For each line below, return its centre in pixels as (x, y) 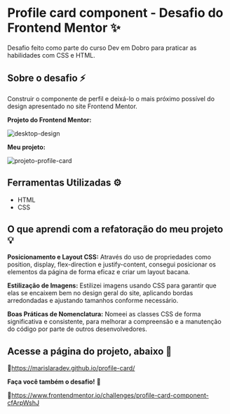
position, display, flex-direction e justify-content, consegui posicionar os (111, 264)
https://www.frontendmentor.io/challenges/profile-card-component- (110, 396)
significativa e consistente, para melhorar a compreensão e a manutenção (115, 322)
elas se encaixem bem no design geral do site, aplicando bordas (100, 293)
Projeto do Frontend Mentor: (49, 119)
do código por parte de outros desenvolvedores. (77, 329)
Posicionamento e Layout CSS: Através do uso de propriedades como (109, 257)
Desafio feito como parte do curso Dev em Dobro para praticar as (102, 48)
